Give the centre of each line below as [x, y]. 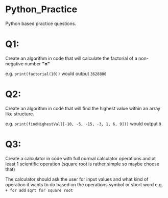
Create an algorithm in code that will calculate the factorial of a [71, 58]
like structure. [20, 114]
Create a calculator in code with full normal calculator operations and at [81, 158]
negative [15, 64]
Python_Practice [41, 9]
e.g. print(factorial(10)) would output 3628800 [56, 73]
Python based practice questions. [41, 23]
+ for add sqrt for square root [39, 190]
